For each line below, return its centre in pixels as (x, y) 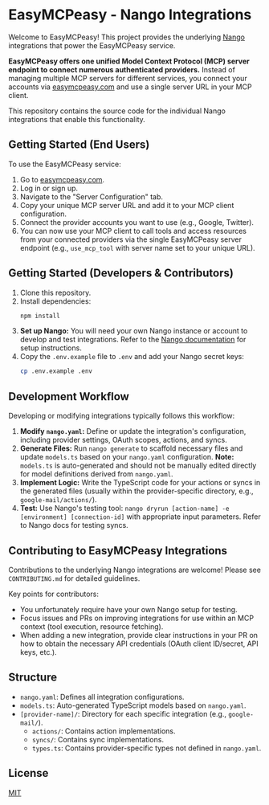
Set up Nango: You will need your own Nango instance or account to (134, 331)
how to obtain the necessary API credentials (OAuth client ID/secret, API (139, 644)
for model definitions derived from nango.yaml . (97, 474)
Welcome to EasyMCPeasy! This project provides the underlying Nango (126, 37)
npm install (40, 316)
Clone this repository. (55, 292)
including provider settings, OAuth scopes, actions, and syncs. (123, 440)
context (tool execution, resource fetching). (92, 626)
